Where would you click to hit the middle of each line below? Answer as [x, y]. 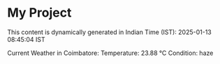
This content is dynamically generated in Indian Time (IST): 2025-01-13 [109, 32]
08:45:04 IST [26, 39]
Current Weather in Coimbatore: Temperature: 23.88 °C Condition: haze [110, 53]
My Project [39, 13]
